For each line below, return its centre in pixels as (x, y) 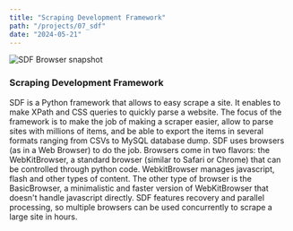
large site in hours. (43, 217)
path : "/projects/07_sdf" (57, 26)
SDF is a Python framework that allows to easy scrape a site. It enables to (145, 102)
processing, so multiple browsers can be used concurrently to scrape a (141, 207)
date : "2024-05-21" (46, 34)
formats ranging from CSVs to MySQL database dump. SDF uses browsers (147, 141)
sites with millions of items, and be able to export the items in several (137, 131)
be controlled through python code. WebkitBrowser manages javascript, (142, 169)
